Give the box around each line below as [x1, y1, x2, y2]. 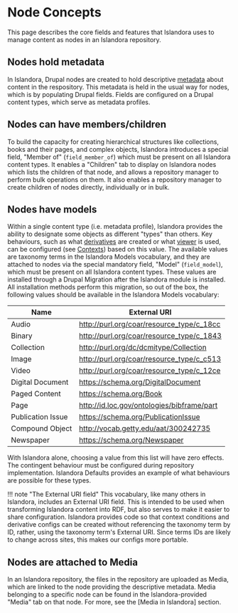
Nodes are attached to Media [7, 556, 139, 568]
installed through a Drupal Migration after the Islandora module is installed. [7, 275, 226, 284]
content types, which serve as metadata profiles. [7, 98, 151, 106]
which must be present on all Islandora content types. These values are [7, 268, 217, 277]
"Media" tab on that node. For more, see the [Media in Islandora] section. [7, 598, 222, 607]
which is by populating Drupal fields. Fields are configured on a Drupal [7, 90, 214, 98]
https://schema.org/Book [79, 389, 163, 399]
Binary [11, 331, 33, 341]
